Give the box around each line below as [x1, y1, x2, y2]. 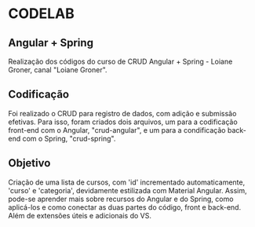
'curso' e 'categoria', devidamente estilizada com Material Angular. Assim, [8, 185, 247, 195]
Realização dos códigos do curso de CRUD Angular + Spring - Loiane [8, 57, 233, 66]
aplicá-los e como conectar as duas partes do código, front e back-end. [8, 202, 242, 212]
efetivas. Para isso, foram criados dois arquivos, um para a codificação [8, 117, 238, 126]
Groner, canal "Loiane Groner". [8, 65, 107, 75]
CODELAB [8, 5, 75, 23]
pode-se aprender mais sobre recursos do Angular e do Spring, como [8, 194, 234, 203]
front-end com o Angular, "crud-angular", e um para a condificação [8, 125, 226, 134]
